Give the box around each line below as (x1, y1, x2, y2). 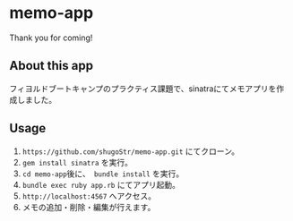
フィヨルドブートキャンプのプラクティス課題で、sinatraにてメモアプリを (9, 83, 277, 94)
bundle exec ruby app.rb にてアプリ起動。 (22, 179, 181, 190)
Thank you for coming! (9, 32, 93, 43)
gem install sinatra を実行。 (22, 157, 133, 167)
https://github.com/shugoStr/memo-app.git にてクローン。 (22, 146, 240, 157)
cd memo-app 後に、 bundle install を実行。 (22, 168, 185, 179)
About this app (9, 58, 94, 73)
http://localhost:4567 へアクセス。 (22, 191, 157, 201)
